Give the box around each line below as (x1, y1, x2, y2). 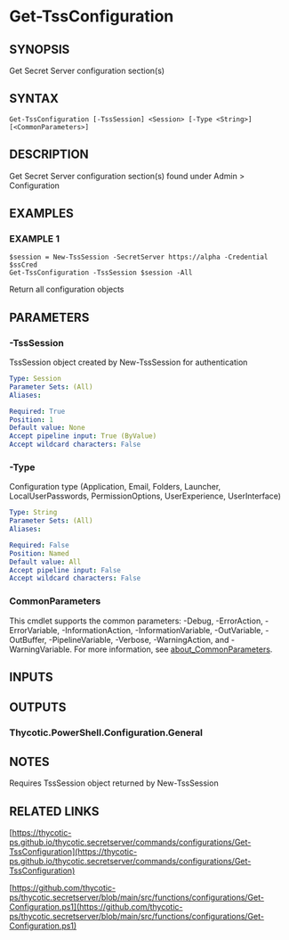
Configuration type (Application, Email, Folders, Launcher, (9, 482, 221, 492)
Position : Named (9, 548, 69, 558)
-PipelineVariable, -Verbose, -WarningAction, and (48, 634, 229, 645)
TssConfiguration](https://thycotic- (9, 845, 138, 857)
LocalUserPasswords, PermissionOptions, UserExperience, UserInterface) (9, 491, 282, 501)
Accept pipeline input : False (9, 565, 122, 574)
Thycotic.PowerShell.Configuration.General (9, 727, 203, 739)
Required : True (9, 407, 66, 416)
